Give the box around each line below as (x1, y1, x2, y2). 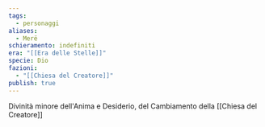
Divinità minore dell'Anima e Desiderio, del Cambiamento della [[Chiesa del (8, 101, 257, 111)
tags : (8, 11, 27, 20)
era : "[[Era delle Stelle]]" (8, 49, 107, 57)
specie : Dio (8, 57, 48, 65)
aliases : (8, 27, 38, 35)
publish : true (8, 79, 57, 87)
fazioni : (8, 64, 38, 72)
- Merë (15, 34, 38, 43)
